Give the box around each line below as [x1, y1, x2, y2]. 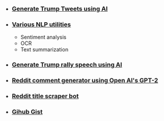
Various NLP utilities [11, 20, 71, 28]
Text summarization [20, 46, 69, 53]
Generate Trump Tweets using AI [11, 5, 108, 13]
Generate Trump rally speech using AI [11, 61, 122, 69]
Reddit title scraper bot [11, 92, 79, 100]
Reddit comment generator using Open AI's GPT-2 [11, 77, 159, 85]
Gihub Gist [11, 108, 43, 116]
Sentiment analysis [20, 34, 66, 41]
